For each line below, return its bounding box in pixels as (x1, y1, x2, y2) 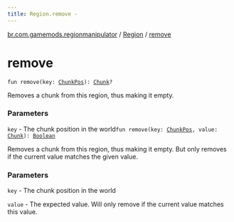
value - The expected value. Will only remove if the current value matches (7, 200, 224, 208)
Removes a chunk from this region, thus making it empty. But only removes (7, 144, 227, 153)
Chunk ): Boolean (7, 132, 55, 139)
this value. (7, 208, 38, 216)
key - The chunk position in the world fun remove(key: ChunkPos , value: (7, 125, 218, 133)
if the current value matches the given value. (7, 152, 139, 161)
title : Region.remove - (7, 10, 78, 18)
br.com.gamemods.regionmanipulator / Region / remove (7, 30, 171, 38)
